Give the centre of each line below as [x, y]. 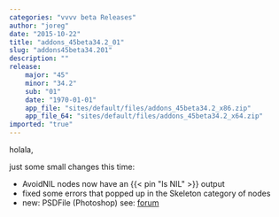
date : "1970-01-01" [61, 100]
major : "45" [47, 75]
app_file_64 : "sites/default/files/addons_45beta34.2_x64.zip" [144, 116]
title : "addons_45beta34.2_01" [67, 42]
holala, [21, 150]
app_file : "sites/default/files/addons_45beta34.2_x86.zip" [138, 108]
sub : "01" [43, 91]
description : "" [39, 58]
